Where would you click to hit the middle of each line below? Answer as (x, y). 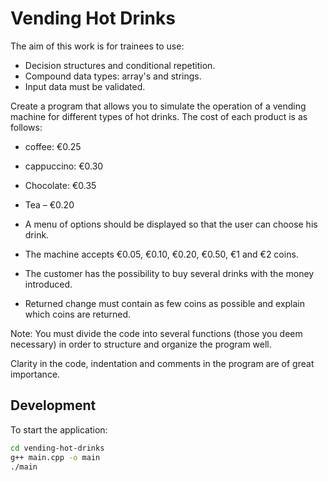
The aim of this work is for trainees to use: (97, 46)
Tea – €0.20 (49, 204)
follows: (26, 127)
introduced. (48, 284)
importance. (35, 374)
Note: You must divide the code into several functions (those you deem (156, 333)
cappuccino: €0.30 (64, 166)
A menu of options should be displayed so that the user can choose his (171, 224)
